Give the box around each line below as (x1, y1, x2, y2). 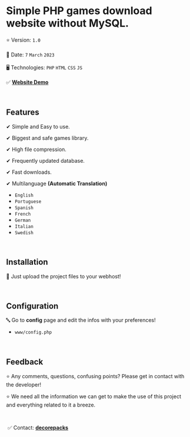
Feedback (6, 357, 44, 367)
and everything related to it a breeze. (6, 401, 96, 409)
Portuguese (14, 199, 42, 204)
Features (6, 107, 39, 117)
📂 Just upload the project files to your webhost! (6, 273, 121, 280)
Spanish (14, 204, 34, 211)
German (14, 217, 31, 223)
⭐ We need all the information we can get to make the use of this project (6, 393, 181, 400)
